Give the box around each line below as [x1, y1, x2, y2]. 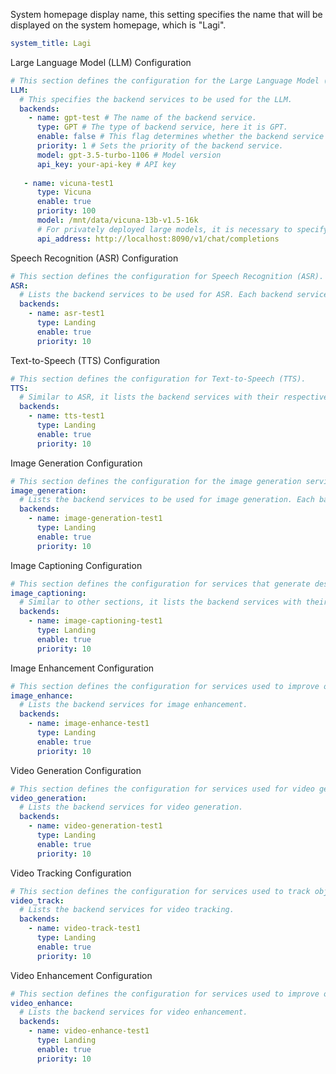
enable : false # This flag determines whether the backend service [36, 132, 325, 142]
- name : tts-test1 [28, 411, 105, 421]
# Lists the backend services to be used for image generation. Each [19, 495, 315, 505]
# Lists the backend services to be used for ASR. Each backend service [19, 290, 329, 300]
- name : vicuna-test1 [23, 178, 114, 188]
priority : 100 [36, 206, 97, 216]
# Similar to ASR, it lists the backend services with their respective [19, 392, 329, 403]
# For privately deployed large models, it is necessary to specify [36, 224, 329, 234]
